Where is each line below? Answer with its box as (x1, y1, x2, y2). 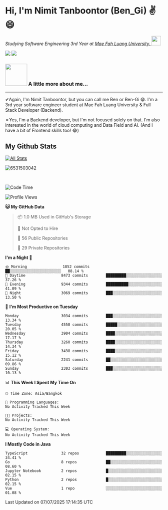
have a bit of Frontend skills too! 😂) (5, 127, 79, 134)
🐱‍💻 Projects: (5, 413, 32, 418)
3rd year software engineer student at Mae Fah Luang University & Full (5, 102, 151, 108)
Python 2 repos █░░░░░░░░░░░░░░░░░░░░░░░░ (5, 477, 162, 482)
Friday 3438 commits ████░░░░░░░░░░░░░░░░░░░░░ (5, 349, 162, 354)
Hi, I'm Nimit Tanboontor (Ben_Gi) (5, 5, 147, 17)
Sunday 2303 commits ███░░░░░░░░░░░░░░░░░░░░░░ (5, 366, 162, 371)
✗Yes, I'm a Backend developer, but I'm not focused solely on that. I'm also (5, 117, 160, 123)
